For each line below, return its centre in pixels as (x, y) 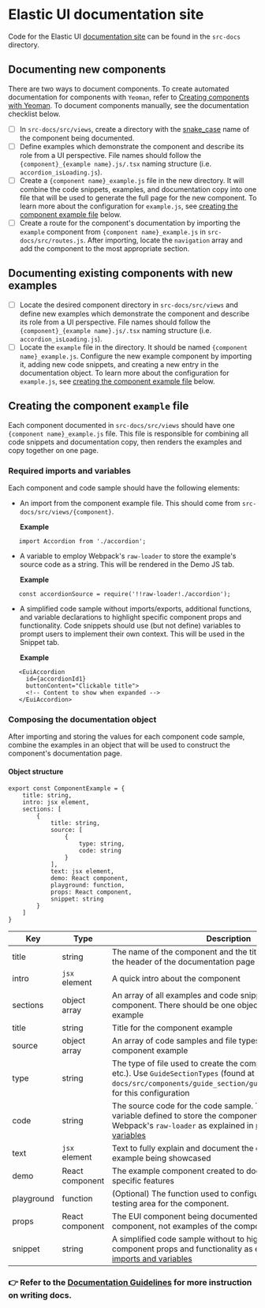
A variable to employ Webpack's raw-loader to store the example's (128, 556)
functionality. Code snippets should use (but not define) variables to (130, 626)
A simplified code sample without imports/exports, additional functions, (136, 609)
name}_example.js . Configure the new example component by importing (136, 356)
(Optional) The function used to (170, 1194)
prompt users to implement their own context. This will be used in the (132, 634)
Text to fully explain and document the (183, 1148)
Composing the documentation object (82, 719)
